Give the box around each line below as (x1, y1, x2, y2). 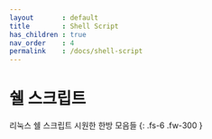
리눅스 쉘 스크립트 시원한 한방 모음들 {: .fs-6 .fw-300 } (9, 120, 203, 131)
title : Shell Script (9, 22, 119, 31)
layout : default (9, 13, 99, 23)
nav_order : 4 (9, 38, 75, 48)
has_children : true (9, 30, 88, 39)
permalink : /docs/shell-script (9, 47, 143, 56)
